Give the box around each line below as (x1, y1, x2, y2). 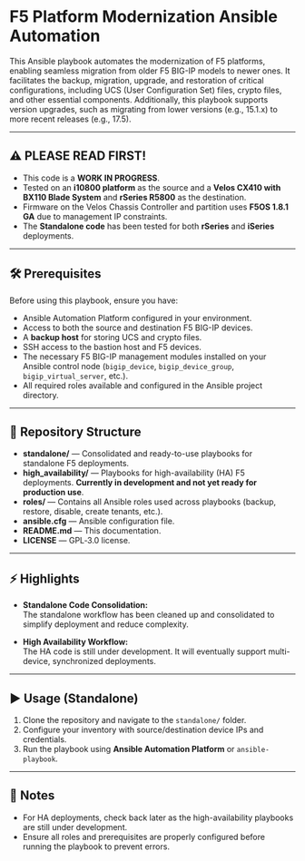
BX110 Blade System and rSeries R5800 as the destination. (22, 191, 247, 202)
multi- (267, 646, 290, 657)
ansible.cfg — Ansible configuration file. (22, 515, 175, 527)
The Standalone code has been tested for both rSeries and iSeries (22, 220, 275, 231)
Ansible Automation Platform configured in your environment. (22, 312, 252, 323)
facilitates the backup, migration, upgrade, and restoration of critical (9, 74, 265, 85)
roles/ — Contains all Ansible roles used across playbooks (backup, (22, 496, 277, 507)
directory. (22, 389, 59, 400)
